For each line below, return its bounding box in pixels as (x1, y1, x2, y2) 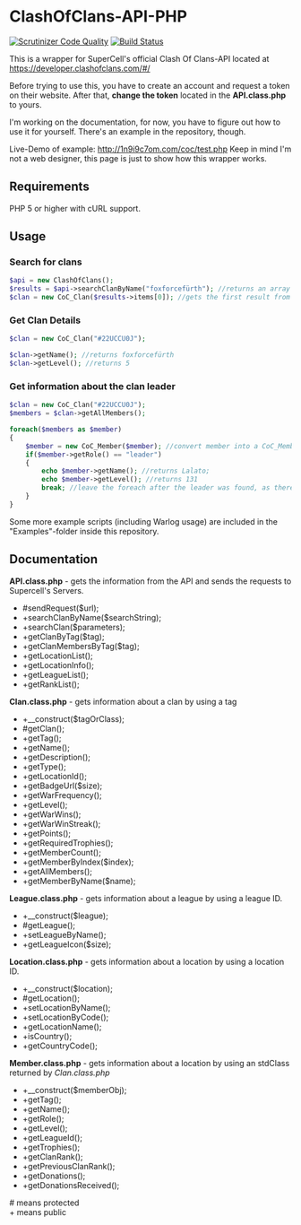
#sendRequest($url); (21, 603, 99, 613)
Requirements (9, 179, 90, 195)
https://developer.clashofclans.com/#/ (9, 63, 150, 74)
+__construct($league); (21, 910, 109, 921)
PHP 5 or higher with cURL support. (9, 203, 142, 213)
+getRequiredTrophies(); (21, 837, 114, 848)
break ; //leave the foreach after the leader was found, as (41, 483, 271, 492)
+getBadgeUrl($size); (21, 780, 103, 791)
